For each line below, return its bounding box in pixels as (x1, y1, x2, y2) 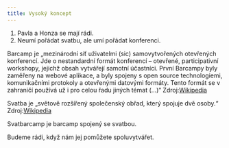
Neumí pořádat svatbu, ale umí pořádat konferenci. (16, 36, 161, 45)
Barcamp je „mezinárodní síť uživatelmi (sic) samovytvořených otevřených (7, 49, 217, 58)
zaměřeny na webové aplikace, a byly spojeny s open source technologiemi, (7, 71, 223, 79)
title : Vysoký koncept (7, 10, 72, 17)
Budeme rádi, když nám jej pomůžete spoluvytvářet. (7, 133, 154, 141)
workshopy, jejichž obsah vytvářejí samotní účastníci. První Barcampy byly (7, 64, 218, 72)
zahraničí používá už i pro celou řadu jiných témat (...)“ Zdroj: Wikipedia (7, 86, 208, 94)
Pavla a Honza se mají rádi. (16, 29, 94, 37)
